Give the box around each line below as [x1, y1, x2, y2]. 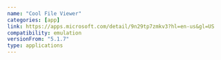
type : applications [7, 42, 64, 49]
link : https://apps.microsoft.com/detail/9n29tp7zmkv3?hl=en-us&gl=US [7, 23, 215, 30]
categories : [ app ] [7, 17, 60, 23]
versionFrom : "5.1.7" [7, 36, 70, 43]
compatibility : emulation [7, 29, 81, 37]
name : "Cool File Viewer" [7, 10, 81, 17]
